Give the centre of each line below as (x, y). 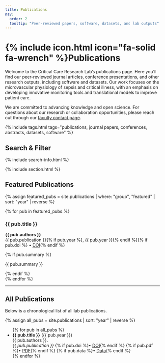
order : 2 (18, 19)
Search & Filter (28, 148)
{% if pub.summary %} (28, 255)
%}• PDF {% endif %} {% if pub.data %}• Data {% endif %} (71, 350)
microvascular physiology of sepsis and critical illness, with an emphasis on (82, 87)
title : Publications (26, 10)
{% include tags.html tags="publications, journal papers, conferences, (76, 127)
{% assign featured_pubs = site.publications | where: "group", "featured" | (80, 196)
